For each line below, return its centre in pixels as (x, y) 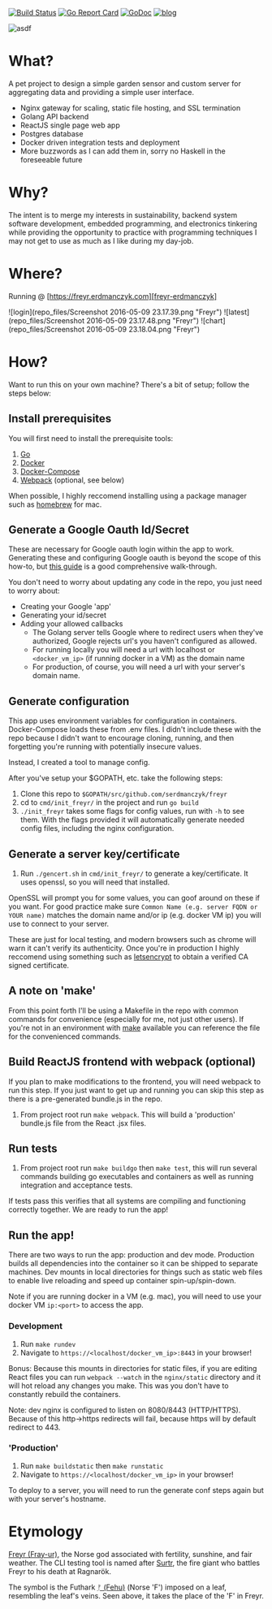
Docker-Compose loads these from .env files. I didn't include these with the (135, 729)
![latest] (237, 312)
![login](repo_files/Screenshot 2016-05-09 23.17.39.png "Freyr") (115, 312)
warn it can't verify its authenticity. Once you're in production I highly (124, 948)
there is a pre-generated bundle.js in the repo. (86, 1099)
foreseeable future (51, 159)
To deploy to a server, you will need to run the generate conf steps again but (136, 1490)
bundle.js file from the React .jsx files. (83, 1123)
